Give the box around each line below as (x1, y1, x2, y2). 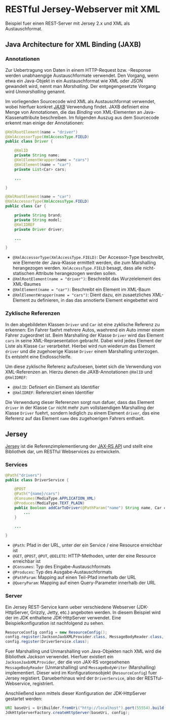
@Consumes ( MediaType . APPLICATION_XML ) (14, 496, 96, 501)
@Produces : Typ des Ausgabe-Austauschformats (12, 569, 112, 575)
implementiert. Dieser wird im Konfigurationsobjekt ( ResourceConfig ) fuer (5, 670, 157, 676)
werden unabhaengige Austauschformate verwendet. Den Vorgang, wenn (5, 72, 159, 78)
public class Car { (5, 204, 47, 209)
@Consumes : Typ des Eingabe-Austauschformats (12, 564, 111, 570)
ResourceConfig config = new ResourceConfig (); (5, 629, 108, 635)
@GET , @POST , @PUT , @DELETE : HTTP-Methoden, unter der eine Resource (12, 553, 156, 559)
